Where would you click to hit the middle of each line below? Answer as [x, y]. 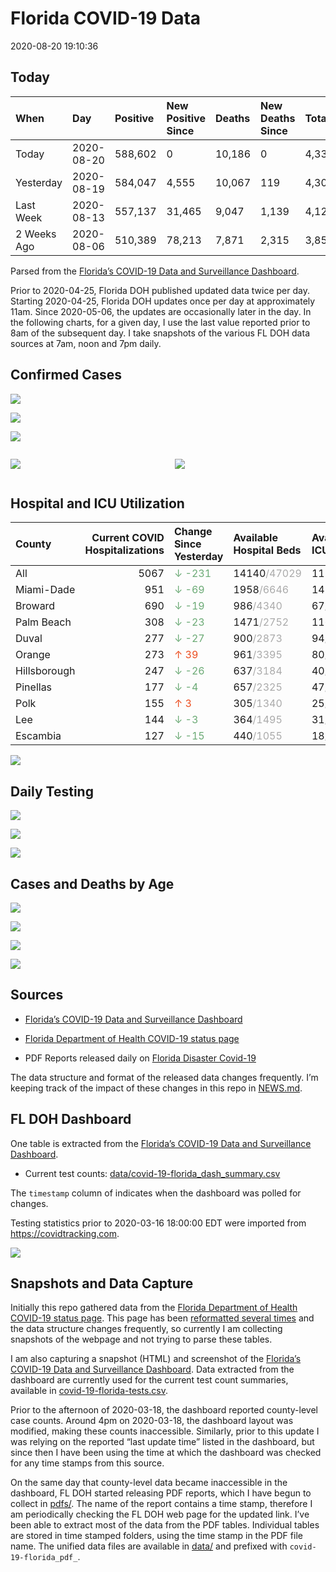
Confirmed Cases [66, 375]
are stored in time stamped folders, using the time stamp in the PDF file [156, 1536]
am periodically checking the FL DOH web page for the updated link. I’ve [160, 1514]
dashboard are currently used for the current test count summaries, [149, 1380]
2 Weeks [36, 234]
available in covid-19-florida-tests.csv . [89, 1391]
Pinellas [34, 687]
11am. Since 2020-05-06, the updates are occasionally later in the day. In [161, 311]
